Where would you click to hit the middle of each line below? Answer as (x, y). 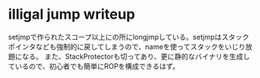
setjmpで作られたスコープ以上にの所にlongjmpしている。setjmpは (115, 37)
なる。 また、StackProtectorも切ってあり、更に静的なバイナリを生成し (136, 56)
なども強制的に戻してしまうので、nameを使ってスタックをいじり (140, 46)
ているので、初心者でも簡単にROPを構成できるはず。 (94, 66)
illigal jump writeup (72, 14)
